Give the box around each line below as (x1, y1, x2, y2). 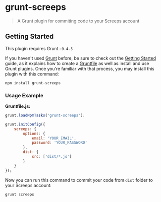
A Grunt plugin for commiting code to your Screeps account (17, 18, 140, 24)
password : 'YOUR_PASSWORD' (31, 140, 88, 145)
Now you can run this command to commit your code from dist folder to (5, 177, 153, 183)
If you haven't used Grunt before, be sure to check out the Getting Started (5, 55, 156, 61)
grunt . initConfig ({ (5, 122, 46, 127)
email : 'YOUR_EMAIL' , (31, 135, 77, 140)
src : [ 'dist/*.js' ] (31, 154, 72, 159)
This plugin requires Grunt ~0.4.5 (5, 45, 73, 51)
